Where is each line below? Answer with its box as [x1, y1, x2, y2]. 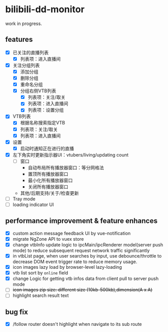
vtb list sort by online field [12, 270, 69, 276]
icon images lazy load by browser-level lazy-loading [12, 264, 122, 270]
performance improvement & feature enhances [5, 217, 158, 225]
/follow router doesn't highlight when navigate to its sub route [12, 321, 142, 327]
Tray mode [12, 195, 36, 202]
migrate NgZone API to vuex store [12, 236, 84, 242]
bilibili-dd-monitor [5, 4, 85, 15]
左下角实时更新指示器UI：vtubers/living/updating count [12, 151, 129, 158]
